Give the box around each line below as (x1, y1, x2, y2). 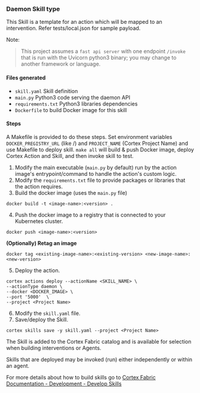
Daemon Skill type (6, 5, 60, 13)
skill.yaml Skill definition (14, 87, 78, 94)
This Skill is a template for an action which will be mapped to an (6, 18, 162, 26)
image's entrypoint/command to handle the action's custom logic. (14, 170, 177, 177)
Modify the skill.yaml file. (14, 310, 81, 317)
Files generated (6, 74, 46, 81)
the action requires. (14, 182, 63, 190)
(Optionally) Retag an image (6, 239, 77, 246)
